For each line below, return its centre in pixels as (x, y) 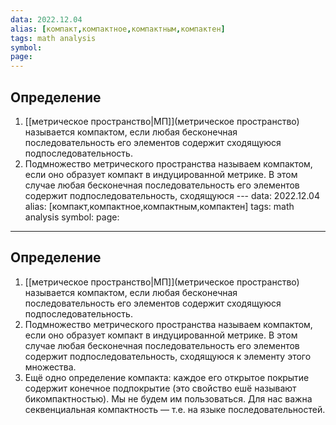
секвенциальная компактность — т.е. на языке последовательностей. (175, 409)
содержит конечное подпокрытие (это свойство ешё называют (160, 388)
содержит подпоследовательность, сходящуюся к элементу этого (168, 356)
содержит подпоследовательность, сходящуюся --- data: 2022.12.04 (172, 195)
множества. (50, 367)
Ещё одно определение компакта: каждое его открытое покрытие (167, 377)
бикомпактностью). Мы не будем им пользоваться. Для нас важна (168, 398)
